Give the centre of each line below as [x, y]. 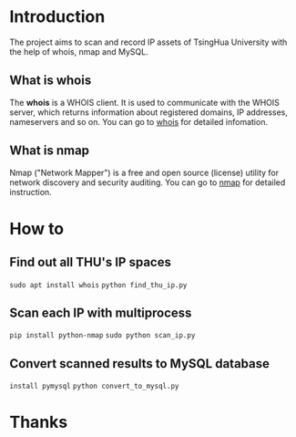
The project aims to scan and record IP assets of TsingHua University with [148, 42]
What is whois [51, 81]
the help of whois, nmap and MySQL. [79, 51]
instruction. [31, 192]
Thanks [39, 422]
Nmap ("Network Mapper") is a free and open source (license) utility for [144, 172]
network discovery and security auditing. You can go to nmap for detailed [148, 182]
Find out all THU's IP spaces [90, 262]
